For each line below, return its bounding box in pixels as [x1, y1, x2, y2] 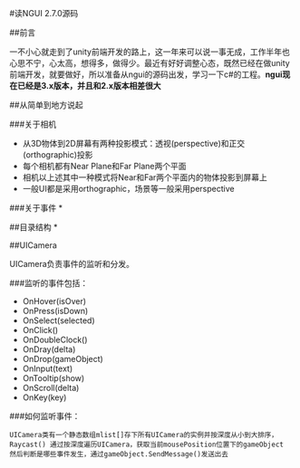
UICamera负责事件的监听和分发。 [9, 259, 134, 269]
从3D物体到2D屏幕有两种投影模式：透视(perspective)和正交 [22, 138, 246, 148]
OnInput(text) [22, 363, 73, 374]
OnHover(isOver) [22, 296, 87, 306]
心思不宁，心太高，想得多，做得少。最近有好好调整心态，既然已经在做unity [9, 58, 290, 68]
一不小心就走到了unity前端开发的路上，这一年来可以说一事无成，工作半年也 [9, 46, 290, 57]
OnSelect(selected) [22, 315, 95, 326]
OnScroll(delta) [22, 383, 80, 393]
